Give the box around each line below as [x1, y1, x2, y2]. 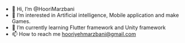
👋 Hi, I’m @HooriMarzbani [11, 6, 75, 12]
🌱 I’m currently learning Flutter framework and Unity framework [11, 24, 166, 31]
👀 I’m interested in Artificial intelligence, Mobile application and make [11, 12, 179, 19]
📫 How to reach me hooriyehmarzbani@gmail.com [11, 31, 137, 37]
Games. [11, 18, 31, 24]
